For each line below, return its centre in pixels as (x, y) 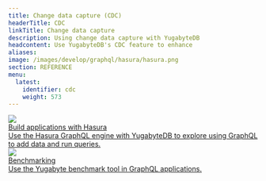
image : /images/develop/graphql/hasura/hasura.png (93, 60)
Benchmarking (32, 160)
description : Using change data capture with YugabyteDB (104, 38)
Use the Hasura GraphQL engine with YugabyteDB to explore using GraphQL (133, 136)
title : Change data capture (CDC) (65, 15)
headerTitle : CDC (37, 23)
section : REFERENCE (40, 67)
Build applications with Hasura (58, 127)
